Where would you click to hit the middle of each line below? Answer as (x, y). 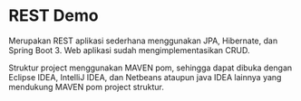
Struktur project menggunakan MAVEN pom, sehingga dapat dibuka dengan (150, 68)
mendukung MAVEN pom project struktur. (86, 87)
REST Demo (53, 16)
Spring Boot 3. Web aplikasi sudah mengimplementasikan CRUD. (129, 50)
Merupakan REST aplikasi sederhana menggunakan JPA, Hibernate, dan (143, 41)
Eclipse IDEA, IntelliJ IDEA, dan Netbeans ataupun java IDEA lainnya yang (145, 77)
